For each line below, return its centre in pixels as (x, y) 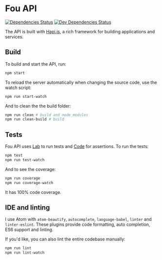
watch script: (18, 87)
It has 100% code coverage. (33, 192)
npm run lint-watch (25, 253)
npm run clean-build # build (35, 119)
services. (14, 37)
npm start (15, 73)
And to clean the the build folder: (38, 106)
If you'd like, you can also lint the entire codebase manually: (65, 239)
